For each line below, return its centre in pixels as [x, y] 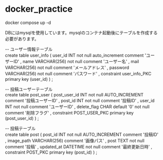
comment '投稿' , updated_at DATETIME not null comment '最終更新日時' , [79, 147]
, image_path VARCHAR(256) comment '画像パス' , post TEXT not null [75, 140]
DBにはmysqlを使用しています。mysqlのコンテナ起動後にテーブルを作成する [81, 32]
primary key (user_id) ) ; [29, 79]
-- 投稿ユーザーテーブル [29, 89]
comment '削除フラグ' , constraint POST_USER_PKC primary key [69, 113]
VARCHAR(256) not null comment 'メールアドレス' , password [67, 68]
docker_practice [39, 9]
